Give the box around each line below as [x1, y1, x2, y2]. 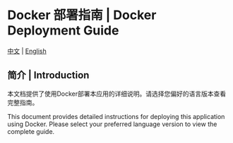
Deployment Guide [7, 23, 119, 39]
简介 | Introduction [7, 69, 90, 82]
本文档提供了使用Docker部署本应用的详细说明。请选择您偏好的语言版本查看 [7, 89, 227, 98]
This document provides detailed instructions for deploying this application [7, 112, 225, 120]
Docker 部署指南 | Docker [7, 7, 157, 23]
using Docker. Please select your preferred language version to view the [7, 120, 217, 128]
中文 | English [7, 46, 47, 55]
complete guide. [7, 127, 55, 135]
